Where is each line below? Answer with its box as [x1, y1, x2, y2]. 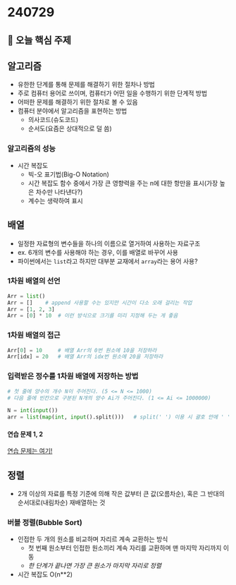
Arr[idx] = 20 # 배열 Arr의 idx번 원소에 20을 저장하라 [7, 354, 163, 361]
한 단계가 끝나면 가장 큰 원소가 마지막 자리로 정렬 [27, 562, 162, 570]
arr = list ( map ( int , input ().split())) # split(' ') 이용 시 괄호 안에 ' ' [7, 414, 231, 421]
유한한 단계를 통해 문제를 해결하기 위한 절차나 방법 [17, 80, 155, 89]
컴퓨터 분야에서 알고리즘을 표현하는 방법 [17, 107, 128, 115]
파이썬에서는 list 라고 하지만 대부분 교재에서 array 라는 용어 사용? [17, 257, 199, 265]
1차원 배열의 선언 [7, 276, 61, 286]
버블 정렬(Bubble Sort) [7, 518, 82, 528]
